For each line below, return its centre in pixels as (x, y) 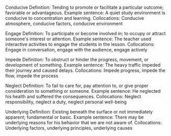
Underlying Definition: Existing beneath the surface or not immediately (79, 112)
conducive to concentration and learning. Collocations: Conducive (75, 18)
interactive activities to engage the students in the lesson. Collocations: (80, 44)
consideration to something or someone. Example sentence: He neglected (83, 91)
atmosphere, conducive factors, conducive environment (64, 23)
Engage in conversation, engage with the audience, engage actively (76, 50)
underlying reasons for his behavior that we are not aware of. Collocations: (83, 123)
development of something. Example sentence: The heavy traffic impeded (83, 65)
